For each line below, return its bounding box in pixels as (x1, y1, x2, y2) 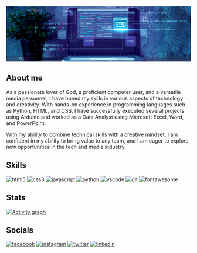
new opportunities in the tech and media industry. (6, 143, 126, 150)
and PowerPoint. (6, 119, 46, 126)
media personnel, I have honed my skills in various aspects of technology (6, 95, 184, 102)
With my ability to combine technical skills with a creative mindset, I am (6, 131, 178, 138)
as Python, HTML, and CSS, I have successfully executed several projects (6, 107, 185, 114)
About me (6, 73, 43, 83)
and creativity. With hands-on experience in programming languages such (6, 100, 186, 108)
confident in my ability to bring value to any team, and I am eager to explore (6, 137, 189, 144)
